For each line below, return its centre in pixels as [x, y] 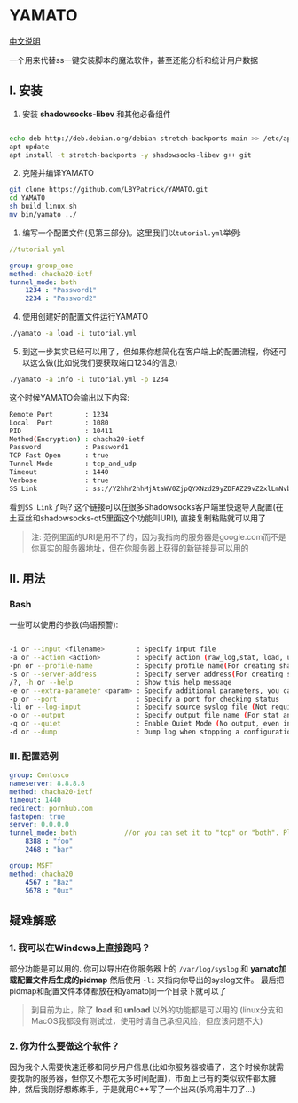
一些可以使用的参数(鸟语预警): [64, 625]
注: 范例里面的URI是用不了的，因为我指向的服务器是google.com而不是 [158, 536]
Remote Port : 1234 [59, 414]
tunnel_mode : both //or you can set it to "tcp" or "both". [144, 833]
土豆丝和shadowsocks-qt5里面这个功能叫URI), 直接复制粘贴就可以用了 [137, 518]
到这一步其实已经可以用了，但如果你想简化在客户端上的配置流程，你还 [150, 351]
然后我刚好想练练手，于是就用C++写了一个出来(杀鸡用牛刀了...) [140, 1090]
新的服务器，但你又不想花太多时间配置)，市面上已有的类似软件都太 [146, 1078]
